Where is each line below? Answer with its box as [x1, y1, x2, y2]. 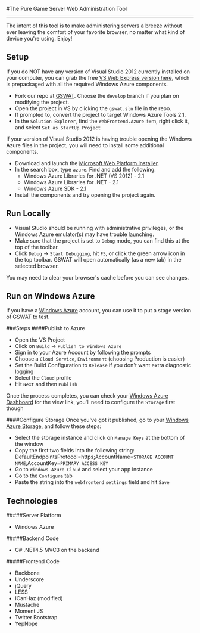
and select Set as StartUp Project [14, 123, 101, 131]
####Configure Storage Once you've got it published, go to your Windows [6, 417, 189, 424]
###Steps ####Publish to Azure [6, 325, 85, 332]
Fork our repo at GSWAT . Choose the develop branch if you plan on [14, 92, 180, 99]
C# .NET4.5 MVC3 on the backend [14, 547, 99, 554]
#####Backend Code [6, 535, 60, 542]
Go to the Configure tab [14, 472, 73, 479]
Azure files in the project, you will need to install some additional [6, 141, 164, 148]
